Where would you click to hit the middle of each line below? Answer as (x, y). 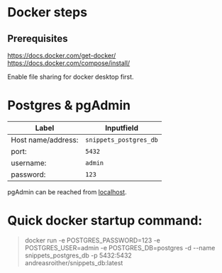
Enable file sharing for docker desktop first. (71, 77)
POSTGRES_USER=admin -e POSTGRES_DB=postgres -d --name (120, 247)
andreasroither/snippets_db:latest (74, 262)
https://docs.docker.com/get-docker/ (62, 55)
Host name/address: (45, 140)
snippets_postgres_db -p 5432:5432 (78, 255)
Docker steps (47, 12)
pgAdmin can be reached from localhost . (67, 191)
